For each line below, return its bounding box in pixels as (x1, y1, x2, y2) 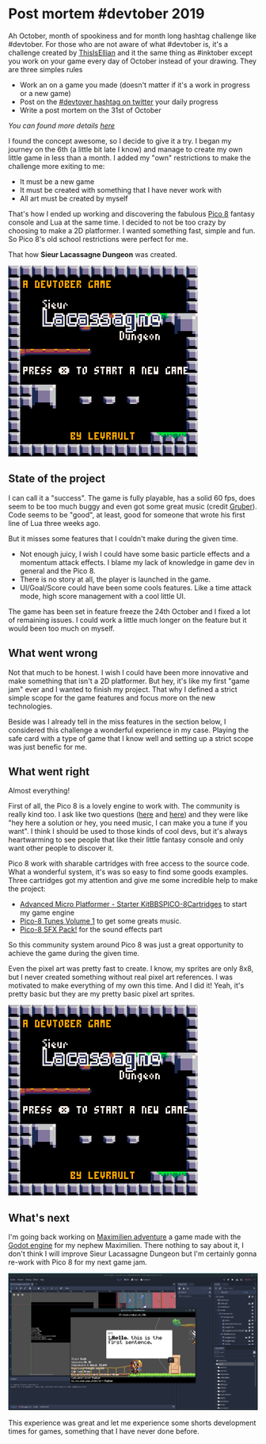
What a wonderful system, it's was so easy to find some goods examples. (8, 867, 249, 877)
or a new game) (19, 88, 71, 98)
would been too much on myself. (8, 624, 115, 633)
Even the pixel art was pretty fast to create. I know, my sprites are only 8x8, (8, 964, 254, 974)
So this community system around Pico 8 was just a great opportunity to (8, 940, 244, 950)
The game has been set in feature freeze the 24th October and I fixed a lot (8, 606, 251, 616)
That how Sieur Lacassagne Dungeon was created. (8, 249, 178, 259)
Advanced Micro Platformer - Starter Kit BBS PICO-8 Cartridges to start (19, 900, 247, 909)
